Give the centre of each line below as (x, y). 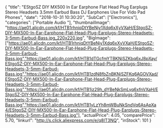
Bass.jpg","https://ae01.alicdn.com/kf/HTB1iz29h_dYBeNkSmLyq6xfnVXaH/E (81, 89)
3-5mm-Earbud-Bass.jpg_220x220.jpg (44, 38)
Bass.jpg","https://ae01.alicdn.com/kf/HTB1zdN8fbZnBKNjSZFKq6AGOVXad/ (81, 74)
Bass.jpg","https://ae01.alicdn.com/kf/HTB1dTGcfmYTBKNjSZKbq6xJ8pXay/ (81, 58)
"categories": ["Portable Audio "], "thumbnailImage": (58, 22)
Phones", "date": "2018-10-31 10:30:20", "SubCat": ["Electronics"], (72, 17)
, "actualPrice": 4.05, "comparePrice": (118, 115)
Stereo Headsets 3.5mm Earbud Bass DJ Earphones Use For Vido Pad (75, 12)
